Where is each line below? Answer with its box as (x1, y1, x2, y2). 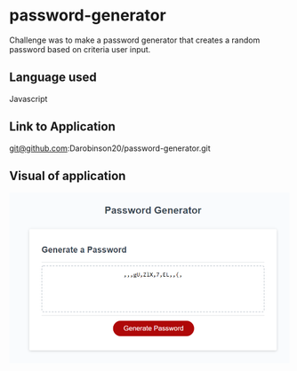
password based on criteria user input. (9, 43, 151, 54)
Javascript (9, 93, 48, 104)
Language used (9, 70, 98, 85)
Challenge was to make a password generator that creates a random (9, 35, 261, 45)
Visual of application (9, 168, 126, 183)
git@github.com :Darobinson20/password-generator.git (9, 143, 211, 154)
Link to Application (9, 119, 116, 134)
